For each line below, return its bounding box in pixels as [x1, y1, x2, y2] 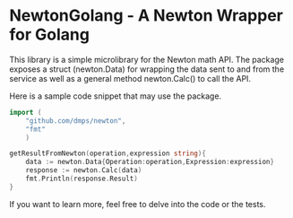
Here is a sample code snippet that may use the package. [9, 91, 222, 101]
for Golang [9, 24, 90, 45]
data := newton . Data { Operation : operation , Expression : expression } [25, 158, 275, 167]
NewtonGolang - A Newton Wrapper [9, 5, 284, 26]
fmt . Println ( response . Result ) [25, 174, 139, 184]
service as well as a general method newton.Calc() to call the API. [9, 73, 252, 83]
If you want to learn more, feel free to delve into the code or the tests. [9, 198, 266, 209]
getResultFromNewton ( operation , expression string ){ [9, 149, 206, 158]
